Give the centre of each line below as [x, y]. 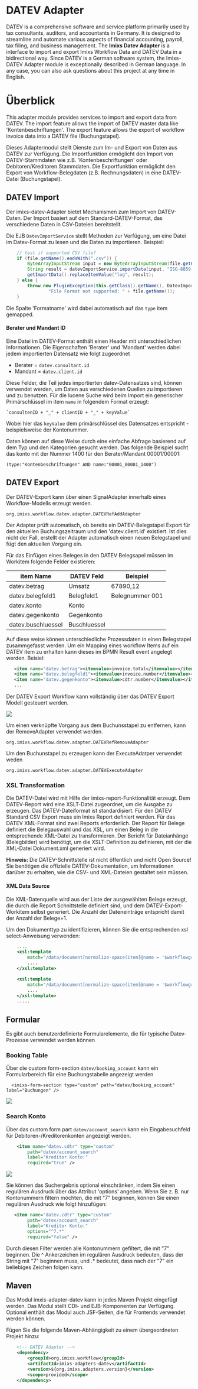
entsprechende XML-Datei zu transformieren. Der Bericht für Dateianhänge [97, 836]
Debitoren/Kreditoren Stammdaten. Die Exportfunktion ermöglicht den [91, 166]
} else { [27, 280]
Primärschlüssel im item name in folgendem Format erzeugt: [78, 401]
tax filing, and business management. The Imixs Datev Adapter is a [88, 46]
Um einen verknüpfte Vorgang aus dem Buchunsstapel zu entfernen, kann [96, 725]
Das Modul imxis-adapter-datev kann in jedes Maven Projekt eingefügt [92, 1300]
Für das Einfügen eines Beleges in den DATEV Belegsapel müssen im [90, 555]
